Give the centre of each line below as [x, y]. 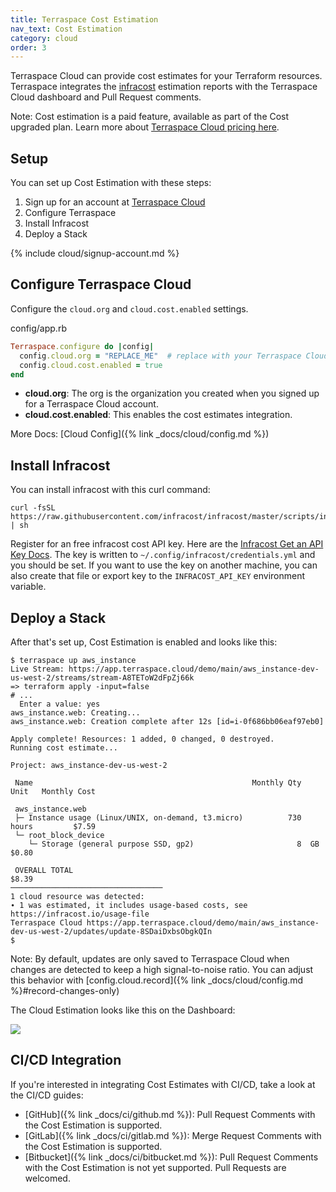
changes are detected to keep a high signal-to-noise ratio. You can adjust [162, 969]
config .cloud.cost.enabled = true [91, 365]
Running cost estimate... [64, 748]
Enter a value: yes [60, 704]
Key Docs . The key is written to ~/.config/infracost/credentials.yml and [163, 555]
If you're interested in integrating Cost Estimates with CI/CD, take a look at [163, 1084]
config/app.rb [38, 328]
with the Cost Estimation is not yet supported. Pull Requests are [155, 1167]
